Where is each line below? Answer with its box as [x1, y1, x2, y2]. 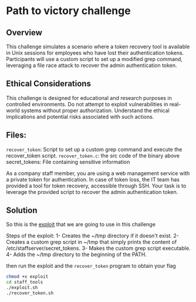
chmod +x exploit [6, 274, 49, 280]
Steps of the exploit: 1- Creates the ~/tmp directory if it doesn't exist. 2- [6, 232, 179, 239]
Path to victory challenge [6, 4, 131, 18]
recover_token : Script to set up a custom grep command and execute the [6, 146, 183, 153]
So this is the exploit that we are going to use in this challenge [6, 221, 156, 228]
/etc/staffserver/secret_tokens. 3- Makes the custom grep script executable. [6, 245, 191, 252]
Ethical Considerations [6, 79, 91, 89]
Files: [6, 130, 26, 140]
